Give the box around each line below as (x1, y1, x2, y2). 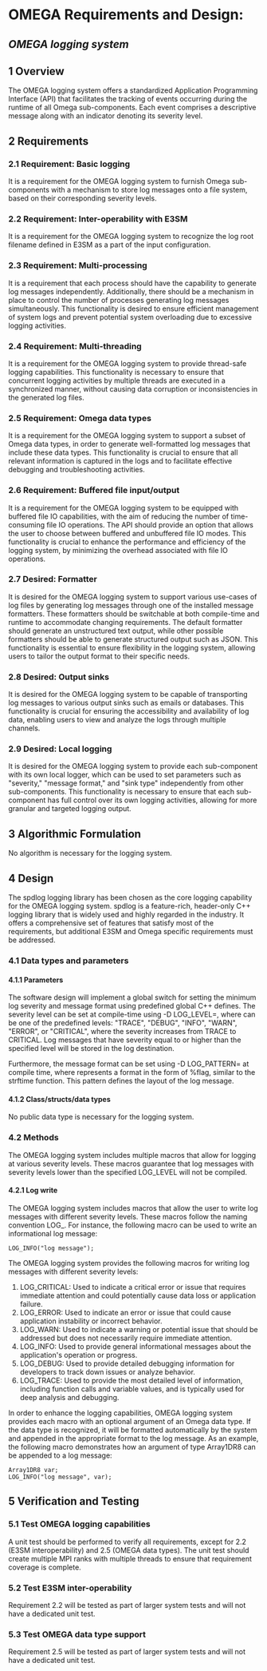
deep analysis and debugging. (19, 1392, 120, 1402)
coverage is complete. (8, 1562, 81, 1572)
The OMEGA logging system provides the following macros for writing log (8, 1258, 249, 1267)
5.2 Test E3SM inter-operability (8, 1582, 132, 1593)
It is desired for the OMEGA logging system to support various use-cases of (8, 591, 257, 601)
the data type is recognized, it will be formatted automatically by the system (8, 1425, 257, 1434)
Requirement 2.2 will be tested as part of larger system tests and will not (8, 1600, 246, 1609)
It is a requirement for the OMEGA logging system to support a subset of (8, 431, 245, 440)
